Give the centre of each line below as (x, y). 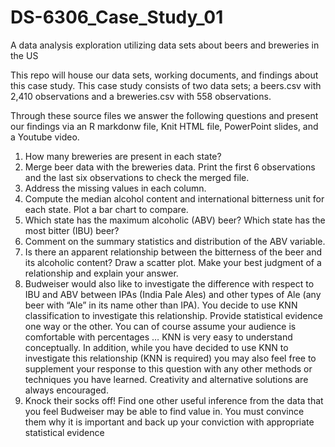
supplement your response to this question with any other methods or (168, 368)
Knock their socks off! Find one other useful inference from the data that (174, 400)
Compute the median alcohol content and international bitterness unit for (174, 198)
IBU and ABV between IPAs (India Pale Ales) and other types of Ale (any (173, 294)
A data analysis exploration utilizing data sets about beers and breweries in (165, 45)
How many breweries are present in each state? (123, 156)
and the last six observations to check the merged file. (137, 177)
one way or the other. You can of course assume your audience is (160, 326)
